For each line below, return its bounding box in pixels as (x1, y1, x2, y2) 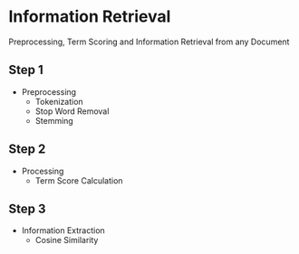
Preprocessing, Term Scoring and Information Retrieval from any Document (8, 36, 290, 47)
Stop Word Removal (34, 106, 110, 117)
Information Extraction (21, 225, 105, 236)
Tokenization (34, 96, 83, 107)
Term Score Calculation (34, 174, 123, 186)
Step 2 (8, 142, 46, 157)
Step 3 (8, 201, 46, 216)
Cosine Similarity (34, 235, 99, 246)
